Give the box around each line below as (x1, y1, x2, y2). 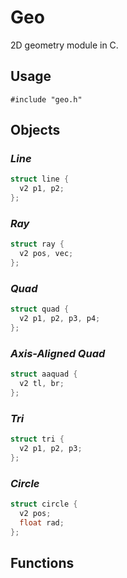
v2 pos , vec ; (19, 249, 74, 259)
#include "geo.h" (10, 94, 83, 105)
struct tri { (10, 434, 65, 445)
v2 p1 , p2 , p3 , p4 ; (19, 314, 101, 324)
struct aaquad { (10, 369, 78, 380)
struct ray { (10, 239, 65, 250)
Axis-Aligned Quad (10, 346, 106, 360)
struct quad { (10, 304, 70, 315)
